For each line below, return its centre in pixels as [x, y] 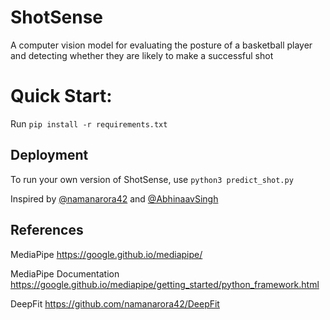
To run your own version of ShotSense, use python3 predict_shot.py [152, 179]
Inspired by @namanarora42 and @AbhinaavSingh [114, 198]
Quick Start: [61, 96]
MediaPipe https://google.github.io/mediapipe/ [106, 254]
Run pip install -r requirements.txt [89, 123]
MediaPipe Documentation [65, 273]
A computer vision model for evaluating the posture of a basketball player [161, 45]
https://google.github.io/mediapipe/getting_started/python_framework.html [165, 284]
